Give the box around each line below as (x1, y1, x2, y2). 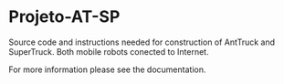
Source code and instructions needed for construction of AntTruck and (8, 37, 276, 47)
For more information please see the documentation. (8, 64, 206, 75)
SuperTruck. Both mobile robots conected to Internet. (8, 46, 209, 57)
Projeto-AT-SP (8, 6, 121, 27)
